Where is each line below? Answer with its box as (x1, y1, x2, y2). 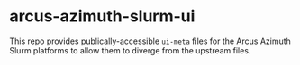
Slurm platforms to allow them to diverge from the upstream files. (9, 45, 251, 55)
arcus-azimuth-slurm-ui (9, 6, 195, 27)
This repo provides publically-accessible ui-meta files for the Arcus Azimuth (9, 36, 291, 46)
